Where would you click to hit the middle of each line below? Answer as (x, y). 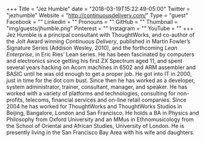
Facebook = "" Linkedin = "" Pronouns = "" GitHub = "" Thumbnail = (92, 22)
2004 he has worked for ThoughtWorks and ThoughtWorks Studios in (94, 106)
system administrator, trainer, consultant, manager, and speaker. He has (97, 87)
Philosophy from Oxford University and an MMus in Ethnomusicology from (100, 119)
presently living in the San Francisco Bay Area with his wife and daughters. (100, 132)
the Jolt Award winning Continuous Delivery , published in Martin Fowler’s (99, 41)
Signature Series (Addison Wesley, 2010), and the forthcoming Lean (92, 48)
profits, (15, 100)
